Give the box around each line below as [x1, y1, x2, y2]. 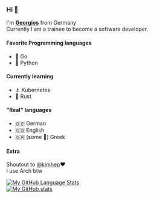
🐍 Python [14, 59, 38, 66]
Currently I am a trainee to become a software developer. [6, 25, 149, 32]
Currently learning [6, 73, 54, 80]
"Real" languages [6, 107, 52, 114]
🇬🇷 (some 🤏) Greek [14, 133, 65, 140]
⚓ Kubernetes [14, 86, 51, 93]
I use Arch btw [6, 167, 43, 175]
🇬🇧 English [14, 126, 45, 134]
